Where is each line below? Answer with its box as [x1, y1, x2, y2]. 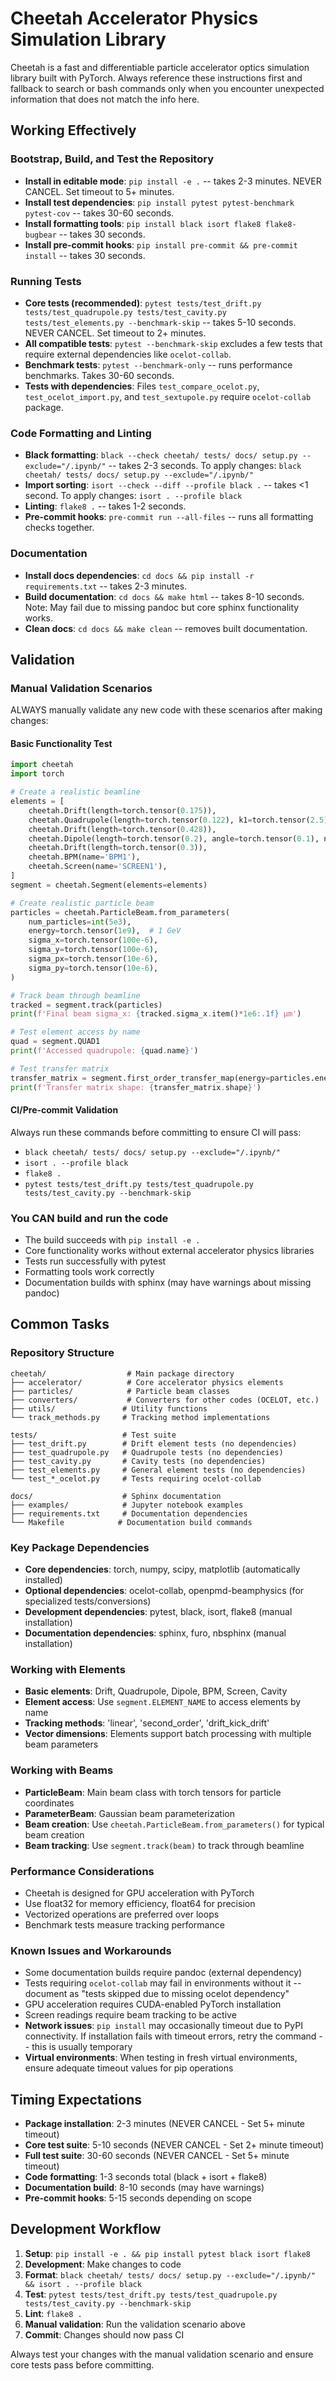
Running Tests [10, 274, 82, 288]
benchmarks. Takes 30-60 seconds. [24, 369, 175, 381]
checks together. [24, 522, 95, 534]
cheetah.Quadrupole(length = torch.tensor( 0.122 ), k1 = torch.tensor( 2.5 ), [28, 815, 333, 825]
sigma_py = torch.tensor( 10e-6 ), [28, 963, 159, 973]
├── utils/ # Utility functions [10, 1403, 208, 1414]
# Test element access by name [10, 1027, 141, 1037]
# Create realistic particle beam [10, 898, 155, 908]
